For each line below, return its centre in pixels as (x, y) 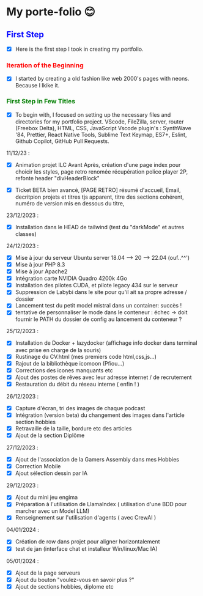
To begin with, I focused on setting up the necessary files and (93, 114)
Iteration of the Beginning (45, 65)
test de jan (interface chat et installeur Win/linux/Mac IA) (86, 548)
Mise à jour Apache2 (41, 271)
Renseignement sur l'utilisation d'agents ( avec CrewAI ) (86, 518)
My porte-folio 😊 (51, 12)
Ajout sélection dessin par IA (51, 473)
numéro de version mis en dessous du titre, (70, 203)
